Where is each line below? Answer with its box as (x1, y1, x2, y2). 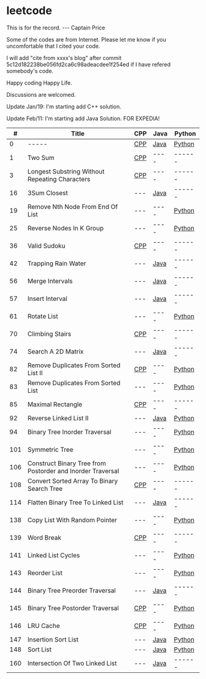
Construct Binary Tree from (27, 459, 106, 468)
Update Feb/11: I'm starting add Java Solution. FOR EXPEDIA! (6, 115, 160, 122)
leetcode (6, 4, 52, 18)
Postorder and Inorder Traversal (27, 466, 120, 475)
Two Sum (27, 153, 55, 162)
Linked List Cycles (27, 551, 80, 560)
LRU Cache (27, 621, 60, 630)
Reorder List (27, 568, 63, 577)
